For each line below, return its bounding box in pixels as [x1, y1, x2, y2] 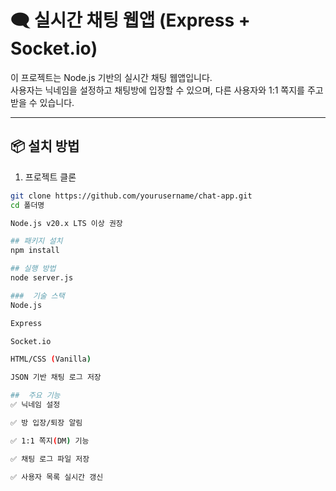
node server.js [10, 273, 74, 283]
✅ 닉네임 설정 [10, 400, 61, 410]
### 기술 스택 [10, 291, 65, 301]
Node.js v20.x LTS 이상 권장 [10, 218, 123, 228]
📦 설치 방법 [10, 138, 80, 155]
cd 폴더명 [10, 200, 45, 210]
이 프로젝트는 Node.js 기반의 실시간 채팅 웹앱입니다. [10, 71, 213, 83]
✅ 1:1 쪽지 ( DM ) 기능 [10, 436, 90, 446]
